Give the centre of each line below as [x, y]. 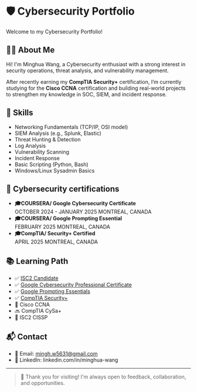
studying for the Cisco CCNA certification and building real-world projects [96, 88]
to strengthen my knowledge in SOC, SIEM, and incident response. [86, 94]
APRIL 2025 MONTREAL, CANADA [56, 242]
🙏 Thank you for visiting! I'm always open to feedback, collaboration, [103, 377]
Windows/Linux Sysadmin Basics [55, 170]
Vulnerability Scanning [42, 152]
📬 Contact [27, 337]
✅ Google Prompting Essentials [52, 292]
